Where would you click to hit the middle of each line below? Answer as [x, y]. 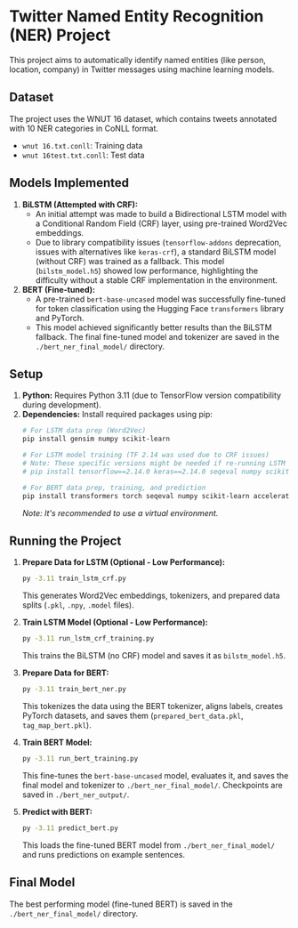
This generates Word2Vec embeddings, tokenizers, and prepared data [151, 596]
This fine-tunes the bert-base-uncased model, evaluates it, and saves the [155, 775]
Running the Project [65, 541]
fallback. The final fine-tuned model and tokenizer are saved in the [157, 336]
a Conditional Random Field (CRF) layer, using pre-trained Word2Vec [161, 223]
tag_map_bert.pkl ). [56, 725]
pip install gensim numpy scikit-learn [96, 439]
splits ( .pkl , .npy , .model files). [78, 605]
